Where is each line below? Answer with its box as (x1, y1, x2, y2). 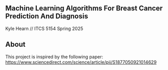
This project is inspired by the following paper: (5, 53, 103, 60)
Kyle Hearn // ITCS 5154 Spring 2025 (5, 25, 83, 31)
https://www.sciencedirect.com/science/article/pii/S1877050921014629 (5, 59, 157, 65)
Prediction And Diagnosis (5, 12, 89, 21)
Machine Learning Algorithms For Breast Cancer (5, 4, 163, 13)
